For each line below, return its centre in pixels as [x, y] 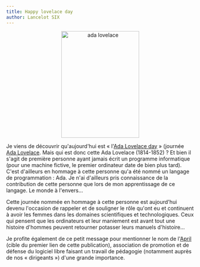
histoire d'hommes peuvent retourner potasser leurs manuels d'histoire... [96, 227]
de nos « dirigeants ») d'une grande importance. [65, 257]
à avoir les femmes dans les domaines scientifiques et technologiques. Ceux [100, 214]
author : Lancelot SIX [33, 17]
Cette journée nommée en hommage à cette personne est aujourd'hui [92, 202]
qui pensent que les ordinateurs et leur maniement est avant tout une [91, 221]
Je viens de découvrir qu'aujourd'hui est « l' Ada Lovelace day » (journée [95, 146]
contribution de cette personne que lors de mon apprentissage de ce [91, 184]
